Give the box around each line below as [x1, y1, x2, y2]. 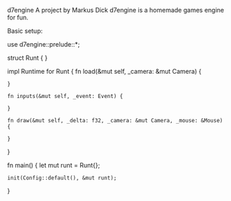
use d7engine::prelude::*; [7, 40, 80, 48]
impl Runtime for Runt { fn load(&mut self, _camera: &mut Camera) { [7, 67, 202, 75]
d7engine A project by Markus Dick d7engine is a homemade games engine [7, 6, 225, 14]
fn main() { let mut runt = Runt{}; [7, 161, 100, 169]
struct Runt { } [7, 54, 47, 62]
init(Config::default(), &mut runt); [7, 175, 117, 182]
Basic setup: [7, 27, 43, 35]
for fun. [7, 13, 29, 22]
